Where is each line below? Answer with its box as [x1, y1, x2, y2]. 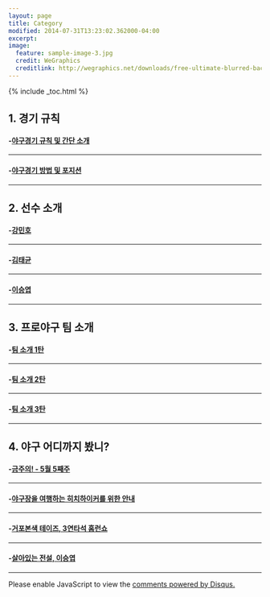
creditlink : [15, 64, 56, 73]
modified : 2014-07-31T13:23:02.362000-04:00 [8, 27, 160, 35]
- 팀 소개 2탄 [8, 374, 46, 383]
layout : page [8, 11, 52, 20]
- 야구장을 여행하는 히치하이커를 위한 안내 [8, 493, 135, 504]
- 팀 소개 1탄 [8, 344, 44, 354]
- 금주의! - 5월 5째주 [8, 464, 71, 474]
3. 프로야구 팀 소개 [8, 320, 94, 334]
